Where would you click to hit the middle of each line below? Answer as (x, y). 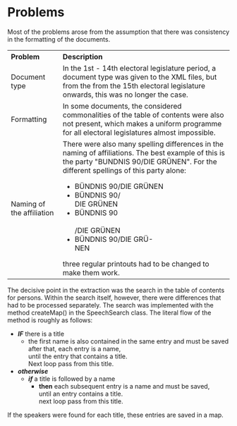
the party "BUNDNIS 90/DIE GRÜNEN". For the (140, 162)
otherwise (33, 371)
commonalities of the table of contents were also (143, 115)
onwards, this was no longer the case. (125, 95)
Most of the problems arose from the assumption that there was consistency (119, 32)
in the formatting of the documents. (59, 39)
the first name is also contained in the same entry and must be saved (128, 341)
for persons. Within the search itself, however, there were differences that (114, 298)
